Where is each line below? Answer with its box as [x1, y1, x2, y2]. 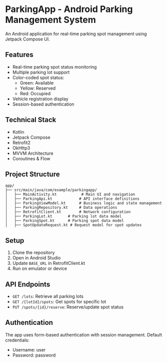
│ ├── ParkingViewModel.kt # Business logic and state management [5, 201, 162, 206]
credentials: [5, 337, 29, 343]
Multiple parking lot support [12, 69, 70, 75]
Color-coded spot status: [12, 74, 64, 81]
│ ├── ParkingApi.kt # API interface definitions [5, 196, 140, 201]
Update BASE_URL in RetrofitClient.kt [12, 260, 85, 266]
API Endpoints [5, 280, 50, 288]
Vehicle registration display [12, 96, 68, 102]
